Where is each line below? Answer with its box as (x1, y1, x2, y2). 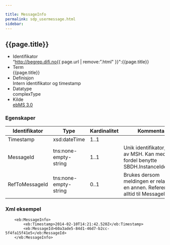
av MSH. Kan (123, 150, 154, 157)
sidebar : (5, 21, 24, 26)
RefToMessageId (8, 181, 48, 188)
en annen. (123, 184, 148, 191)
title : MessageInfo (5, 12, 47, 17)
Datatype (12, 86, 32, 92)
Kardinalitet (90, 128, 119, 135)
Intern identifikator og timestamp (12, 80, 81, 87)
